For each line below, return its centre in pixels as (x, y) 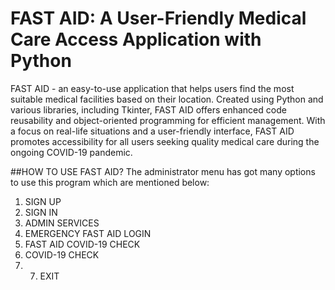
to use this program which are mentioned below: (110, 182)
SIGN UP (43, 201)
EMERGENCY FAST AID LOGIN (88, 233)
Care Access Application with (136, 39)
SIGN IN (41, 212)
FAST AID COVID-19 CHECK (82, 244)
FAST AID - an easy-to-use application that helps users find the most (152, 88)
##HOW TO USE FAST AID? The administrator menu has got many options (163, 171)
